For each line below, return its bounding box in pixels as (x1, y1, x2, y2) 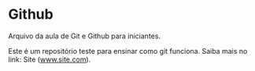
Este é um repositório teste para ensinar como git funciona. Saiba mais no (8, 46, 248, 55)
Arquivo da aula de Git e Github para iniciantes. (8, 31, 161, 41)
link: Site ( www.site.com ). (8, 55, 91, 64)
